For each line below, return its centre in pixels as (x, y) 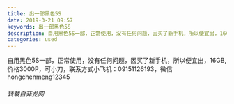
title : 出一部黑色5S (34, 14)
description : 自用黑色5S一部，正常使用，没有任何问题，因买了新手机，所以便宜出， (114, 33)
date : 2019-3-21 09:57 (40, 20)
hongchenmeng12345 (39, 77)
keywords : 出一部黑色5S (39, 27)
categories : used (32, 40)
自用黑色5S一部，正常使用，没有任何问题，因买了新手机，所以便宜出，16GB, (117, 61)
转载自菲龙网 (25, 94)
